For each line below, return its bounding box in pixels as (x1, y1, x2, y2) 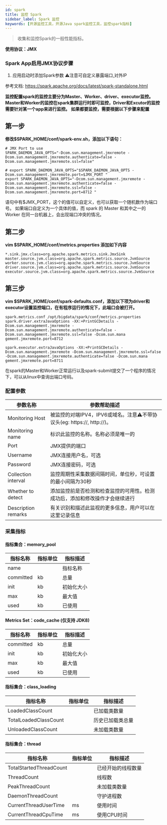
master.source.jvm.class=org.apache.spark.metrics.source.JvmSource (5, 256, 150, 261)
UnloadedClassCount (7, 726, 58, 733)
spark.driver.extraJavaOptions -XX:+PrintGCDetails (5, 319, 114, 324)
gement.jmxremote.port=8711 (5, 358, 64, 363)
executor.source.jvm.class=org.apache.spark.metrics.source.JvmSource (5, 269, 155, 275)
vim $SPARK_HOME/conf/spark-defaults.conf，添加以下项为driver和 (5, 298, 150, 304)
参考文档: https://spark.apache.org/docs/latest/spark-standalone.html (5, 83, 148, 89)
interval (7, 477, 25, 484)
